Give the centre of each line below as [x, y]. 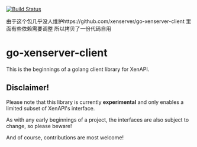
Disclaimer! [28, 88]
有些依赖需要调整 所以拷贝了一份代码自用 [61, 29]
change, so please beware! [39, 126]
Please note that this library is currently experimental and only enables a [95, 102]
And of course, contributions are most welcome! [65, 137]
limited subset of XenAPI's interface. [51, 108]
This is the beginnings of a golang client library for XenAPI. [78, 69]
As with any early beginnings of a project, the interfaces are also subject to [98, 120]
